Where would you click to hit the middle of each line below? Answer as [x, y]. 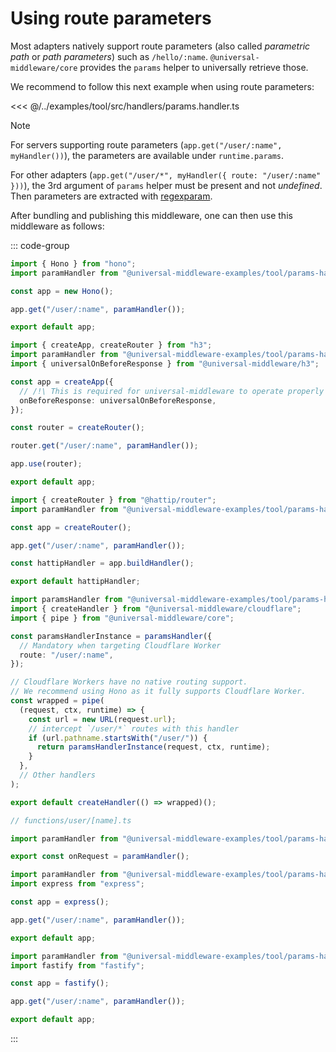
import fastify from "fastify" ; [77, 965]
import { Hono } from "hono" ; [73, 263]
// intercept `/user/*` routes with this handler [134, 728]
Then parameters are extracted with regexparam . [111, 196]
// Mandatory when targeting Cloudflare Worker [120, 645]
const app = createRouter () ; [71, 527]
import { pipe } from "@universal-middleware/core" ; [122, 618]
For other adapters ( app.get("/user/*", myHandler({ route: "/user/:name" [166, 174]
